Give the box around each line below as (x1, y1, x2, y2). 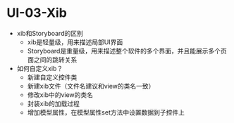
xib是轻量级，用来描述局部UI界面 (27, 37, 123, 46)
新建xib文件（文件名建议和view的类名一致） (27, 82, 155, 90)
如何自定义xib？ (16, 64, 63, 72)
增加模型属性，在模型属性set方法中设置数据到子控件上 (27, 108, 185, 117)
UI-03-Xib (6, 5, 68, 21)
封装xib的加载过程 (27, 99, 80, 108)
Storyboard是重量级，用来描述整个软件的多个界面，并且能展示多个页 (27, 46, 227, 55)
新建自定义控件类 (27, 72, 78, 82)
